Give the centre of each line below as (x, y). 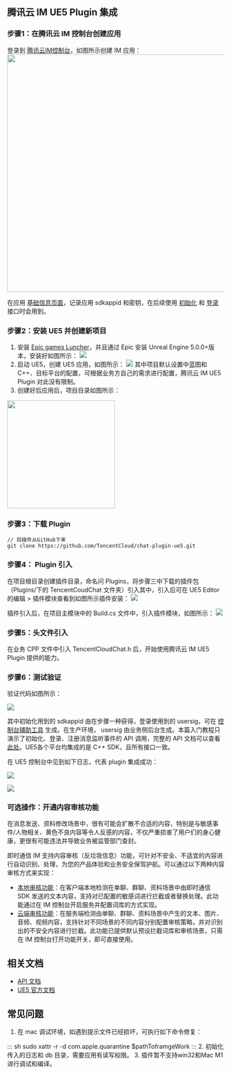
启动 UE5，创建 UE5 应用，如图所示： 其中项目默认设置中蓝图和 (112, 364)
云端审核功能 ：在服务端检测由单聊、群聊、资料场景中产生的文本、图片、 (120, 914)
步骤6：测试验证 (34, 677)
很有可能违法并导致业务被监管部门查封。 (82, 841)
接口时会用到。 (28, 311)
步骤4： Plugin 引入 (40, 565)
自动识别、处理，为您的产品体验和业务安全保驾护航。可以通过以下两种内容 (119, 864)
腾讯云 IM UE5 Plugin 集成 (62, 12)
